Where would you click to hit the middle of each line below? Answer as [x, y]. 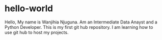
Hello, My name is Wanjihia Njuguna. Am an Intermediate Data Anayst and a [81, 22]
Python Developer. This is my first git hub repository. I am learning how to [79, 27]
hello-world [29, 9]
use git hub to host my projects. [37, 32]
